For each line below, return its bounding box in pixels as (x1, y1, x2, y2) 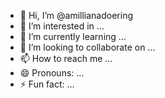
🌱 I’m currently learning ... (19, 31, 127, 42)
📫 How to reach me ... (19, 53, 113, 64)
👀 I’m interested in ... (19, 20, 105, 32)
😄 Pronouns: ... (19, 67, 85, 79)
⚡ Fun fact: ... (19, 78, 75, 90)
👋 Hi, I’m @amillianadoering (19, 10, 133, 21)
